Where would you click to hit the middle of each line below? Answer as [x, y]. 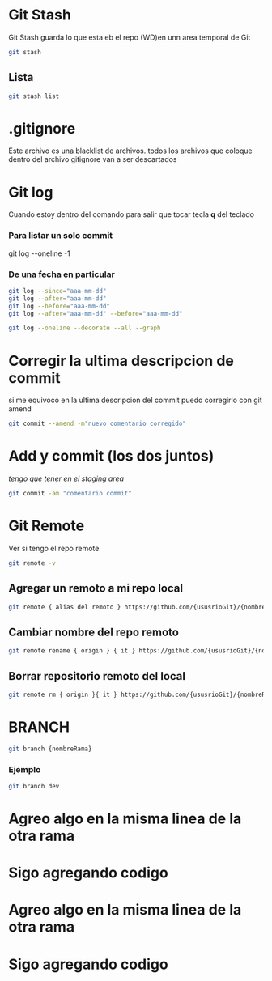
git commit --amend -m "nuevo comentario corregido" [97, 424]
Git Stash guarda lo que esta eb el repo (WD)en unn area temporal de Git [130, 37]
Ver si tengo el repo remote [54, 548]
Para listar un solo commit [61, 236]
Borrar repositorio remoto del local [97, 676]
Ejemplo [25, 769]
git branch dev [34, 786]
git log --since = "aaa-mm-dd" [57, 291]
